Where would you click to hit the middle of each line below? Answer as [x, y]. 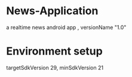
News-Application [52, 11]
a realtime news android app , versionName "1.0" [66, 27]
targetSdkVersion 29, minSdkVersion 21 [55, 68]
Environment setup [54, 51]
